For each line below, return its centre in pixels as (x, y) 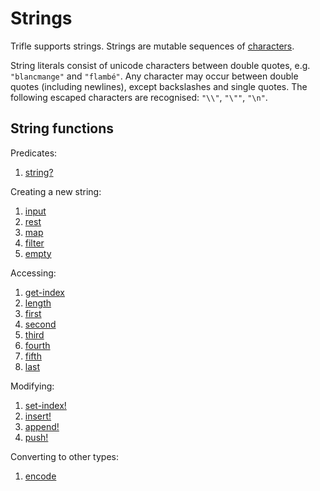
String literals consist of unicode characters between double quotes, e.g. (160, 65)
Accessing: (33, 273)
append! (42, 426)
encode (40, 476)
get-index (45, 292)
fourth (37, 345)
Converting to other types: (64, 456)
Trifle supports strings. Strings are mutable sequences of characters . (152, 46)
